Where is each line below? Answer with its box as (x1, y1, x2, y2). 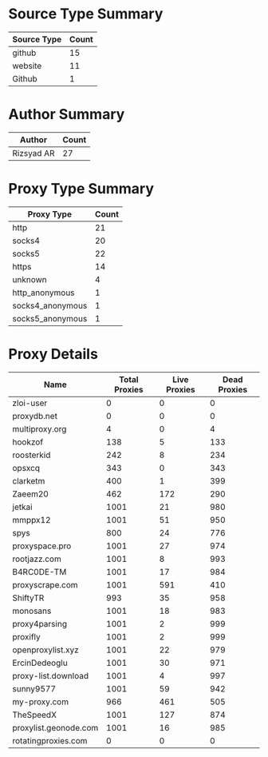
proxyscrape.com (12, 579, 78, 590)
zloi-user (12, 397, 48, 408)
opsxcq (12, 462, 41, 473)
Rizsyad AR (12, 147, 55, 158)
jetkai (12, 501, 33, 512)
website (12, 60, 42, 71)
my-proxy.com (12, 696, 69, 707)
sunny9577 (12, 683, 57, 694)
